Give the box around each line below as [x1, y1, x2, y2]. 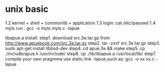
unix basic [5, 3, 49, 15]
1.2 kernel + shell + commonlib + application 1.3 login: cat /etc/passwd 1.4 [5, 20, 156, 26]
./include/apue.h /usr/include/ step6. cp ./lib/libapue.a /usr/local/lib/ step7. [5, 51, 157, 57]
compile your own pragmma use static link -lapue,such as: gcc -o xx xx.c [5, 56, 155, 62]
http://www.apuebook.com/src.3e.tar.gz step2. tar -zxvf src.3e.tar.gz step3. [5, 40, 161, 46]
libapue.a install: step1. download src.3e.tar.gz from [5, 35, 110, 41]
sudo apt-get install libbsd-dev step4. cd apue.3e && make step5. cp [5, 45, 145, 51]
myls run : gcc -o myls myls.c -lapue [5, 25, 80, 31]
